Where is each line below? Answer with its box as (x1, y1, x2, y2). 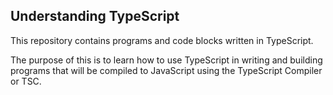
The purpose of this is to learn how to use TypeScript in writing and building (10, 54, 323, 66)
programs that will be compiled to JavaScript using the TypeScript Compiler (10, 64, 323, 76)
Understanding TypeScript (10, 8, 180, 25)
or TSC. (10, 75, 42, 87)
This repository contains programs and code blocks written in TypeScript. (10, 34, 314, 46)
